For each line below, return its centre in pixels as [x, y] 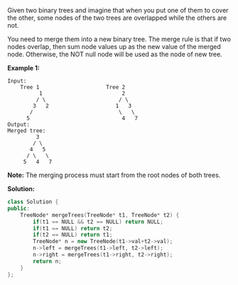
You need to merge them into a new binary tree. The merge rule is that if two [119, 39]
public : [19, 208]
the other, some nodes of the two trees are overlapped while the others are [117, 18]
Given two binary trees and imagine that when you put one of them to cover [118, 10]
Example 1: [24, 68]
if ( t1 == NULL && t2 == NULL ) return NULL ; [98, 222]
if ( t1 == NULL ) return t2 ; [73, 228]
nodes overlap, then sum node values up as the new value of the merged [114, 47]
